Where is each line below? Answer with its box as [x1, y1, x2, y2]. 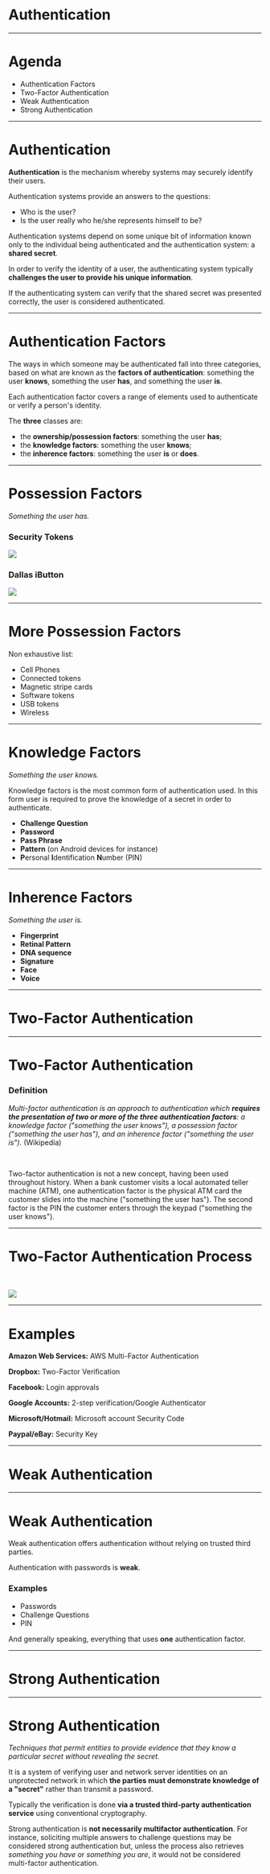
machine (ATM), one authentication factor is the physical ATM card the [8, 1186, 243, 1196]
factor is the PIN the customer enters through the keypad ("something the [8, 1203, 252, 1213]
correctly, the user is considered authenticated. [8, 296, 166, 306]
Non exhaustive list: [8, 649, 74, 659]
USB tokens [19, 699, 59, 709]
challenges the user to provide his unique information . [8, 272, 194, 282]
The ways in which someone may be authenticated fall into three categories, [8, 359, 261, 368]
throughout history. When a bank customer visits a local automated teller [8, 1177, 249, 1187]
